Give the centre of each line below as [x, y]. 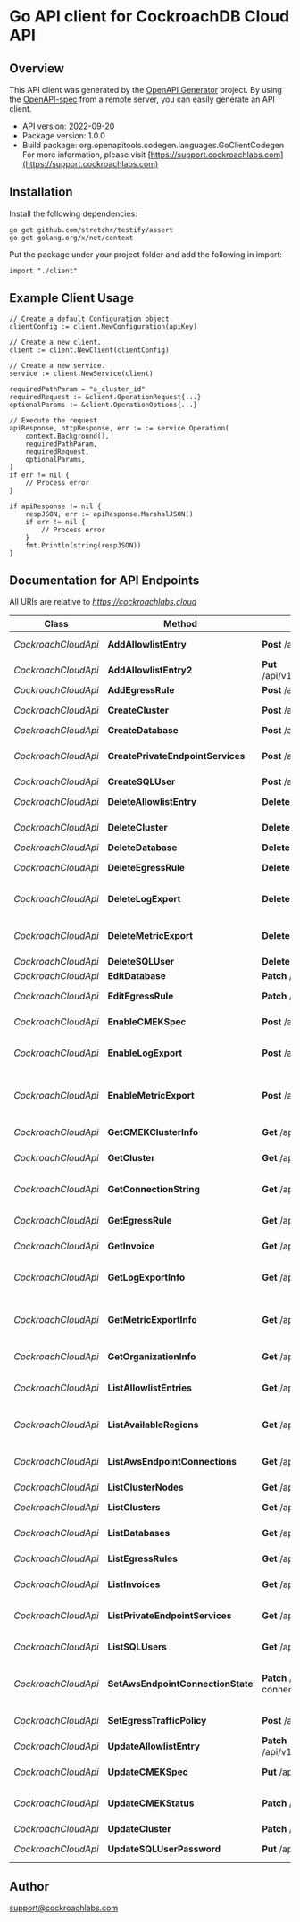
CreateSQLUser [142, 781]
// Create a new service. [57, 365]
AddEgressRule [141, 690]
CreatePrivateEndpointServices [176, 756]
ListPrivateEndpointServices [170, 1616]
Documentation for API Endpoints [104, 581]
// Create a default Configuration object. [92, 319]
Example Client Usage [71, 298]
